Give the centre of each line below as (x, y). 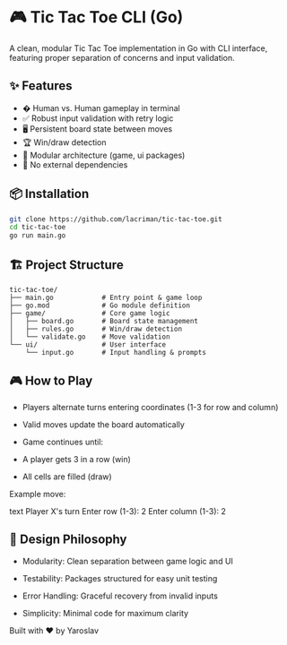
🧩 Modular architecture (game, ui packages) (104, 155)
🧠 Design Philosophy (68, 540)
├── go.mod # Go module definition (100, 305)
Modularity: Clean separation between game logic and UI (127, 561)
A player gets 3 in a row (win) (77, 459)
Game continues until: (63, 442)
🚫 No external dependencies (75, 164)
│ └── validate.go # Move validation (90, 337)
